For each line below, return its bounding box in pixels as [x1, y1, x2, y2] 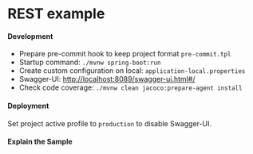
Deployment [7, 101, 49, 110]
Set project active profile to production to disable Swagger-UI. [7, 118, 212, 128]
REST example [7, 5, 105, 23]
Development [7, 31, 53, 40]
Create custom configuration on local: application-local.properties [18, 66, 246, 75]
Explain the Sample [7, 137, 73, 147]
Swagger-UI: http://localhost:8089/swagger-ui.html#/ [18, 75, 196, 84]
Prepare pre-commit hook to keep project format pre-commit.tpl [18, 49, 231, 59]
